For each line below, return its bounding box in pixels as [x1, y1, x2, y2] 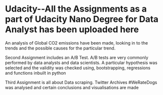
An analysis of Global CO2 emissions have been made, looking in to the [5, 40, 148, 46]
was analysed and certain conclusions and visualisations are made [5, 84, 139, 90]
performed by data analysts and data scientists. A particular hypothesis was [5, 60, 158, 65]
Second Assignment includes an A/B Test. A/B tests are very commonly [5, 54, 148, 60]
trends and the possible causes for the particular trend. [5, 45, 116, 51]
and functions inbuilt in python [5, 70, 66, 76]
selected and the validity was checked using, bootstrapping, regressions [5, 64, 151, 71]
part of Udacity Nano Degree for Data [5, 14, 159, 25]
